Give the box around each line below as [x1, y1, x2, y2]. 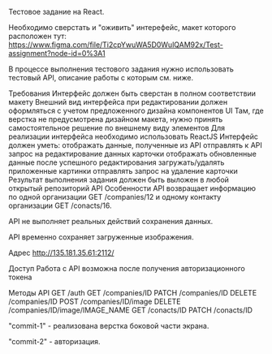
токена [8, 272, 32, 282]
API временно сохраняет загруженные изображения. [8, 232, 194, 242]
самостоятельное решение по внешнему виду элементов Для [8, 123, 226, 132]
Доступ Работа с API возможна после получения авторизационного [8, 264, 245, 273]
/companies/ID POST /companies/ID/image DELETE [8, 296, 181, 306]
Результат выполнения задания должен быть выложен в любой [8, 175, 230, 184]
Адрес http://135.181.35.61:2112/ [8, 248, 115, 257]
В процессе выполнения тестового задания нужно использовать [8, 64, 234, 74]
